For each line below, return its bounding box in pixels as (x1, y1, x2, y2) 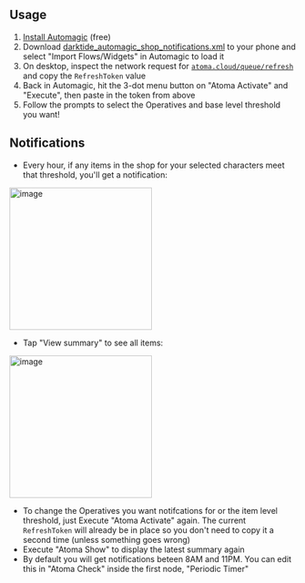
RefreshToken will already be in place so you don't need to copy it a (22, 524, 275, 536)
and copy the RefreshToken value (22, 70, 147, 81)
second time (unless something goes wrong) (22, 534, 191, 545)
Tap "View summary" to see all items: (22, 337, 164, 348)
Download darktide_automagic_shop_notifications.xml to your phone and (22, 41, 296, 52)
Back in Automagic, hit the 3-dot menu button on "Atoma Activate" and (22, 79, 289, 90)
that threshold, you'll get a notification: (22, 169, 168, 180)
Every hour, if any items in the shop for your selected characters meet (22, 159, 285, 170)
